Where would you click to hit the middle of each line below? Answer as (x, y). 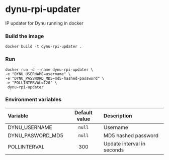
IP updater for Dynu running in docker (45, 23)
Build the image (25, 36)
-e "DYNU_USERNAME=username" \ (38, 74)
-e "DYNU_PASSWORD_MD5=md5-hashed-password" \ (55, 78)
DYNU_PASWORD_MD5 (36, 135)
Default (84, 112)
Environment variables (33, 100)
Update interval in (124, 143)
